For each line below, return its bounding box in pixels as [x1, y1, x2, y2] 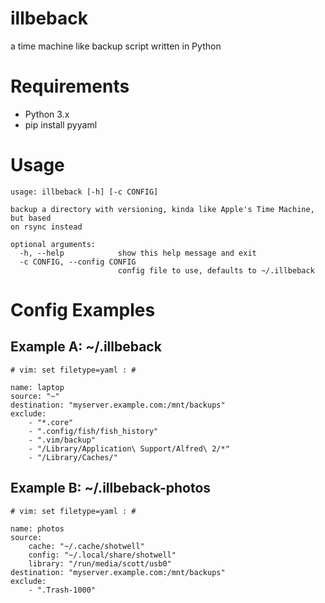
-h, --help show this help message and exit [19, 248, 257, 258]
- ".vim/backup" [28, 435, 97, 445]
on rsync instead [10, 222, 83, 232]
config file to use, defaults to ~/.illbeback [117, 265, 315, 276]
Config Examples [10, 299, 156, 321]
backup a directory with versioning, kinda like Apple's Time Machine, [10, 204, 315, 214]
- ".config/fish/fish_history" [28, 426, 159, 436]
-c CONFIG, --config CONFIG [19, 257, 137, 267]
